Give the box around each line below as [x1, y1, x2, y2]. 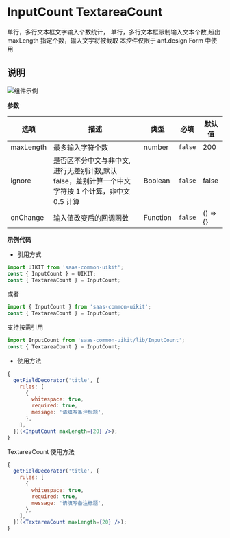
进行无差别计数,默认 [53, 166, 118, 175]
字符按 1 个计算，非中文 [53, 186, 131, 196]
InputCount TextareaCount [7, 4, 163, 20]
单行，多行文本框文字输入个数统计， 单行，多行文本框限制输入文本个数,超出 [7, 27, 220, 36]
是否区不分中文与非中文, [53, 155, 131, 165]
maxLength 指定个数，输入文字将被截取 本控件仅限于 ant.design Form [7, 36, 204, 45]
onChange [10, 212, 44, 222]
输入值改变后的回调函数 [53, 213, 129, 223]
